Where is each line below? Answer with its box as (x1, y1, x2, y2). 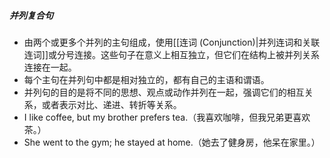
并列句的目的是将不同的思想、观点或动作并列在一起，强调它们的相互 (23, 86, 305, 98)
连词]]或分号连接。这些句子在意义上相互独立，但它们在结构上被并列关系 (23, 48, 321, 60)
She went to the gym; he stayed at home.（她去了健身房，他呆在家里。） (23, 136, 321, 148)
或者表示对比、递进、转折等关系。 (41, 98, 182, 110)
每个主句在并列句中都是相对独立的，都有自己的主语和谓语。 (23, 73, 270, 85)
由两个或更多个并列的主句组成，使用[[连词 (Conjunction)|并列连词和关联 (23, 36, 321, 48)
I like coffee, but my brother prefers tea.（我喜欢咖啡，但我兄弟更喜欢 (23, 111, 311, 123)
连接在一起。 (23, 61, 77, 73)
